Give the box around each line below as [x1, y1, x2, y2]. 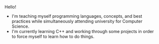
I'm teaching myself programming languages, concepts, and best [11, 13, 142, 19]
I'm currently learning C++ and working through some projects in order [11, 29, 154, 34]
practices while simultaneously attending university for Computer [11, 19, 143, 24]
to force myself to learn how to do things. [11, 33, 94, 39]
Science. [11, 23, 30, 29]
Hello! [4, 4, 17, 10]
